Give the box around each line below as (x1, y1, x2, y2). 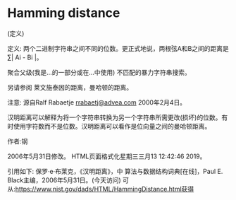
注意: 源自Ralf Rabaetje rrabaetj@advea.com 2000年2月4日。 (7, 98, 187, 107)
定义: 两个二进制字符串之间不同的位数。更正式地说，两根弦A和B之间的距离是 (7, 44, 229, 52)
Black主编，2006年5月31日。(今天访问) (7, 175, 121, 184)
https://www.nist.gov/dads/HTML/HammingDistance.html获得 (15, 184, 194, 193)
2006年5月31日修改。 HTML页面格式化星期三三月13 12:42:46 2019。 (7, 152, 206, 160)
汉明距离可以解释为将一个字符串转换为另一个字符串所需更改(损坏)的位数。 (7, 113, 222, 122)
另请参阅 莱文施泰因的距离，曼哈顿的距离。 (7, 83, 132, 91)
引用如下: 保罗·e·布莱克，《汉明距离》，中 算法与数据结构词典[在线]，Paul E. (7, 167, 223, 175)
